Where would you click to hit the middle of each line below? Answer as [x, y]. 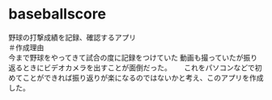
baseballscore [57, 14]
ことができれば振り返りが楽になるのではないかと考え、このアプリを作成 [143, 77]
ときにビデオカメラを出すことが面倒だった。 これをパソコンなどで [138, 67]
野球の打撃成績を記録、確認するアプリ [72, 37]
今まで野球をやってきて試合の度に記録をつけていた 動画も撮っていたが [126, 57]
